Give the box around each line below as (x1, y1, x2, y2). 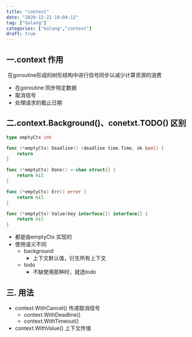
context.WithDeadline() (23, 311, 81, 318)
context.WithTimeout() (23, 317, 79, 324)
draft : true (6, 31, 36, 37)
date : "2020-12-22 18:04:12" (6, 14, 79, 20)
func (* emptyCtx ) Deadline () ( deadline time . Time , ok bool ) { (6, 145, 164, 151)
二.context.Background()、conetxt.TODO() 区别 (6, 118, 187, 128)
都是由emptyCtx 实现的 (14, 233, 72, 240)
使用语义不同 (14, 241, 47, 248)
